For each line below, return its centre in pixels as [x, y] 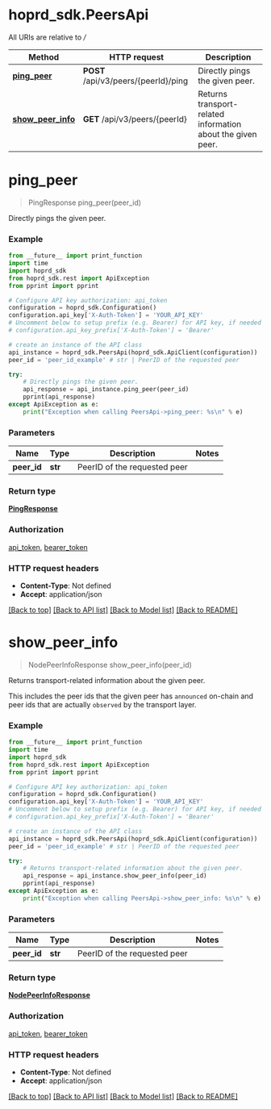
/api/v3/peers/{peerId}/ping [135, 81]
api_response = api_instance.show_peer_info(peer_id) [115, 876]
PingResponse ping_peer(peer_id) [85, 202]
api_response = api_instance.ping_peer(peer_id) [106, 390]
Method [44, 56]
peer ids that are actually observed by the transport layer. [102, 704]
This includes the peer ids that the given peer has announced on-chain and [131, 696]
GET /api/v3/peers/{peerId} [135, 119]
